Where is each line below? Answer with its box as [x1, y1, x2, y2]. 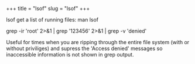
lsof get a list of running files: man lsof [6, 16, 99, 23]
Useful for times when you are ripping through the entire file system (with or [6, 39, 190, 45]
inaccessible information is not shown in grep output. [6, 51, 134, 58]
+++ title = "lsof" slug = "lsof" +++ [6, 5, 90, 12]
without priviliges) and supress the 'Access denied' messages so [6, 45, 163, 52]
